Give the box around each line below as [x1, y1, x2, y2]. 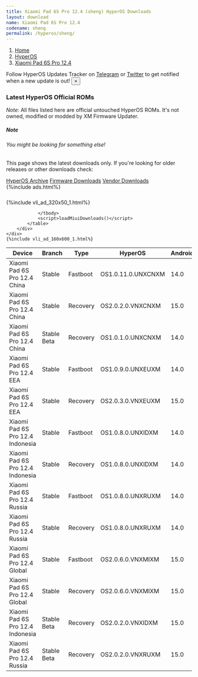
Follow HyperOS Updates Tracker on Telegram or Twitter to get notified [6, 71, 180, 78]
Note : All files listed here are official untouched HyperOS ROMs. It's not [6, 107, 179, 114]
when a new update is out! [6, 77, 71, 84]
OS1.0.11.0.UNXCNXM [100, 270, 165, 278]
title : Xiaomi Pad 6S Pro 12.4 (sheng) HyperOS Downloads [6, 8, 151, 15]
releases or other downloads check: [6, 166, 94, 173]
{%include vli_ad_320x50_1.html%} [6, 199, 90, 206]
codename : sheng [6, 25, 46, 31]
